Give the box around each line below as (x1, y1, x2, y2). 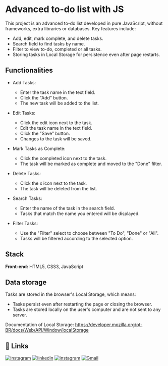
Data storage (5, 278, 47, 286)
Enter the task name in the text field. (20, 89, 96, 95)
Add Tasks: (12, 79, 36, 85)
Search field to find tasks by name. (12, 40, 85, 46)
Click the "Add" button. (20, 94, 68, 100)
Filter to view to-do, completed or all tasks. (12, 46, 102, 52)
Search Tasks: (12, 195, 42, 201)
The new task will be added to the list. (20, 100, 99, 106)
